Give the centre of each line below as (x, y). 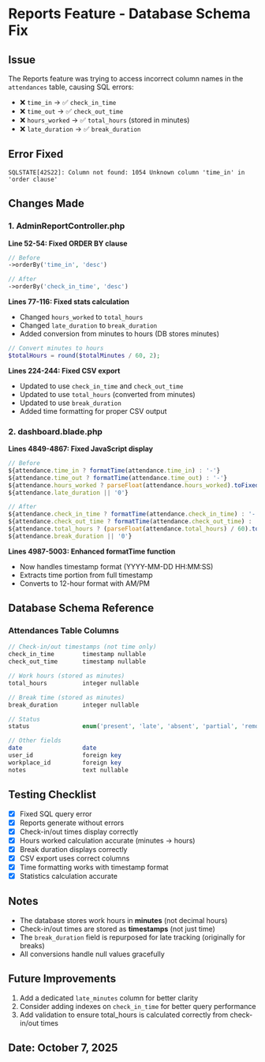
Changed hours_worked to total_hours (81, 317)
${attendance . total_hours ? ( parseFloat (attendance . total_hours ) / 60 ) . (130, 529)
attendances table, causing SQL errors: (71, 87)
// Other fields (35, 741)
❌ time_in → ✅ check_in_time (68, 102)
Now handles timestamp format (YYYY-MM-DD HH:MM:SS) (116, 566)
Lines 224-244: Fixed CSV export (64, 370)
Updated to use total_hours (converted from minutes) (107, 394)
